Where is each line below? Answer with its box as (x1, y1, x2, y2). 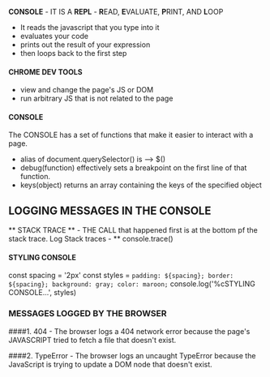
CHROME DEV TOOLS (8, 66, 83, 76)
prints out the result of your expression (19, 40, 151, 49)
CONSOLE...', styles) (8, 288, 77, 298)
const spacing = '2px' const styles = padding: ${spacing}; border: (8, 271, 234, 281)
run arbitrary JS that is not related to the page (19, 93, 174, 104)
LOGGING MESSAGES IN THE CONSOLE (8, 203, 212, 217)
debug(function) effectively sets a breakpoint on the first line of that (19, 163, 247, 173)
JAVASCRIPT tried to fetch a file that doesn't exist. (8, 335, 177, 345)
